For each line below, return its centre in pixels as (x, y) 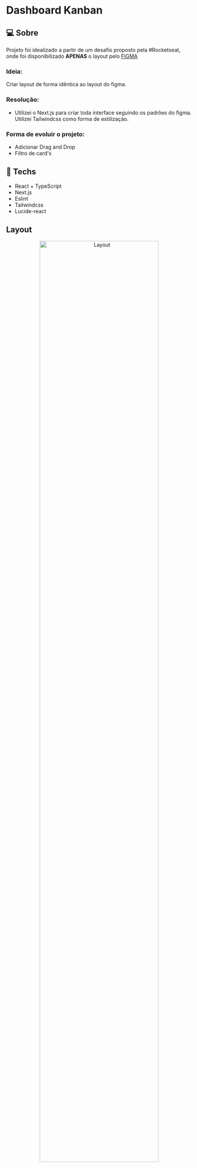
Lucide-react (30, 211)
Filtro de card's (33, 153)
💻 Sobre (22, 33)
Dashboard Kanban (55, 10)
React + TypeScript (38, 186)
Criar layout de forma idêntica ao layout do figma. (66, 84)
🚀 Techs (21, 172)
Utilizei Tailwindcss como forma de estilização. (71, 119)
